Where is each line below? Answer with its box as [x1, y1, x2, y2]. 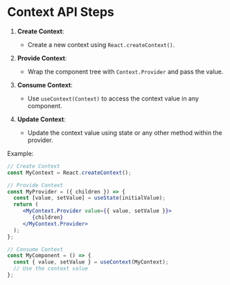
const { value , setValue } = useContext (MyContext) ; [13, 259, 169, 266]
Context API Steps [7, 4, 114, 20]
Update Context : [17, 115, 66, 123]
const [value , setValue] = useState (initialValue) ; [13, 195, 166, 202]
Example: [7, 149, 34, 157]
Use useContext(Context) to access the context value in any [27, 94, 200, 103]
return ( [13, 201, 39, 208]
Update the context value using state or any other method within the [27, 128, 223, 137]
